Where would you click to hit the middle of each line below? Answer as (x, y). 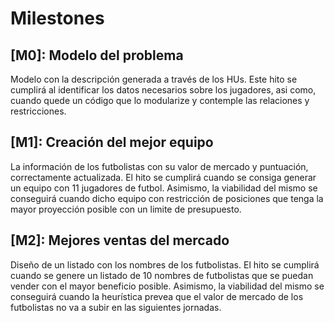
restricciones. (38, 111)
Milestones (57, 18)
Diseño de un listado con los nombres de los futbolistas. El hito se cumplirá (165, 264)
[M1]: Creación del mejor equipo (112, 142)
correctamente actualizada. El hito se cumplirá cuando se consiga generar (163, 177)
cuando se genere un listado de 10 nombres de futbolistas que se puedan (162, 275)
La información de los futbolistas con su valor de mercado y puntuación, (159, 166)
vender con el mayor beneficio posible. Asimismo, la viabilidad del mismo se (167, 286)
